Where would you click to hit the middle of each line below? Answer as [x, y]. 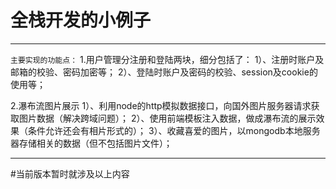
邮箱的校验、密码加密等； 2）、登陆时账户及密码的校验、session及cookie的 [164, 72]
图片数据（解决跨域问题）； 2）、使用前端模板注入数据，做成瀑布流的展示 [167, 118]
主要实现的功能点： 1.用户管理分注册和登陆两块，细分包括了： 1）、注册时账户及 [167, 59]
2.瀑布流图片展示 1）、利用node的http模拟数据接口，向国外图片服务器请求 [161, 105]
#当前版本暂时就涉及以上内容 [70, 173]
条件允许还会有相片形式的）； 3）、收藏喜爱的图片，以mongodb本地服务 [174, 130]
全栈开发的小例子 [81, 20]
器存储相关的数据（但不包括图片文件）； [91, 143]
